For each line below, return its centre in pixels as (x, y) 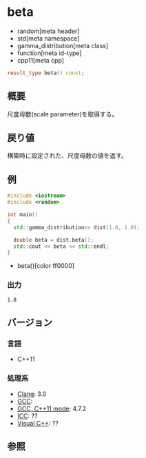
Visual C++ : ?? (38, 423)
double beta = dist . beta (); (54, 240)
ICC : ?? (27, 416)
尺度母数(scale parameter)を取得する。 (63, 114)
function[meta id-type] (49, 53)
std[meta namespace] (48, 38)
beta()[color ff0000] (45, 266)
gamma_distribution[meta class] (63, 45)
